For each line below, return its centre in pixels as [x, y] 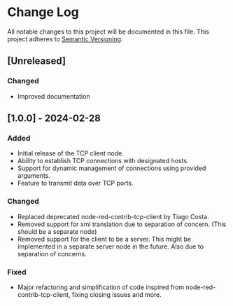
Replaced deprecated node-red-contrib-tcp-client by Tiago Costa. [113, 216]
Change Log [43, 12]
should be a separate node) [57, 231]
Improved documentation [54, 96]
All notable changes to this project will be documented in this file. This [108, 32]
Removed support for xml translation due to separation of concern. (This [122, 224]
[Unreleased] [37, 61]
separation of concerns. [52, 253]
